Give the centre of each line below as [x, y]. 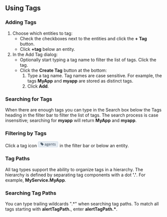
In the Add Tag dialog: [35, 54]
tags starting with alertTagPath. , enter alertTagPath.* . [61, 209]
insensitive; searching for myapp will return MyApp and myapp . [71, 120]
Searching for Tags [29, 99]
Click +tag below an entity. [48, 49]
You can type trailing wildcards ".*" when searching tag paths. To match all [82, 204]
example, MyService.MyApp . [36, 180]
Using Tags [23, 8]
